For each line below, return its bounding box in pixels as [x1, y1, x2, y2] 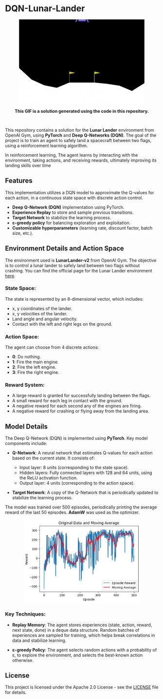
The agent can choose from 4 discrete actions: [5, 345, 99, 350]
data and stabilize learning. [12, 637, 67, 643]
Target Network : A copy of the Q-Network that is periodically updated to [12, 490, 159, 495]
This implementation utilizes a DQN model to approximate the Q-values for [5, 189, 154, 195]
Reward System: [5, 382, 45, 389]
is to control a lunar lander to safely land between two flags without [5, 262, 140, 268]
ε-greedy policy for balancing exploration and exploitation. [12, 220, 131, 226]
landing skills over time [5, 162, 51, 168]
